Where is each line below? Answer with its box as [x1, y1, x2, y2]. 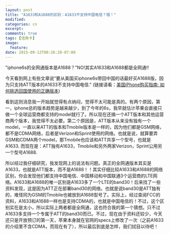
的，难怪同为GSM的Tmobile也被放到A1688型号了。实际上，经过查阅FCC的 [5, 191, 161, 198]
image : [5, 41, 19, 46]
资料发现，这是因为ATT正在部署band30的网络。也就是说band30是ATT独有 [5, 185, 161, 191]
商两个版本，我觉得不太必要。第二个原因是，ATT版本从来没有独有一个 [5, 118, 151, 124]
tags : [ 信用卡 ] [5, 36, 35, 41]
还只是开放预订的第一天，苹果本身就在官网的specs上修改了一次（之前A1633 [5, 217, 164, 223]
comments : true [5, 31, 37, 36]
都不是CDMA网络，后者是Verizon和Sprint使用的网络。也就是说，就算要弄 [5, 130, 158, 136]
